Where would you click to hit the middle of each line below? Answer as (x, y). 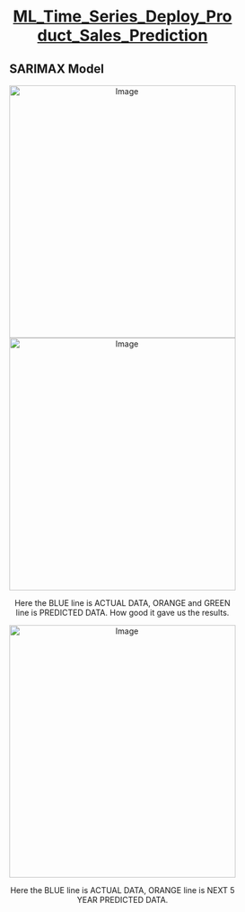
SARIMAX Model (57, 69)
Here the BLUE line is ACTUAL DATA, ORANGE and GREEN (122, 603)
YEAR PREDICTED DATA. (122, 900)
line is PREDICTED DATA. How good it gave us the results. (122, 613)
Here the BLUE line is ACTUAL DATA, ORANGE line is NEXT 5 (122, 890)
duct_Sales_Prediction (122, 35)
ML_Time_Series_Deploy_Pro (122, 17)
